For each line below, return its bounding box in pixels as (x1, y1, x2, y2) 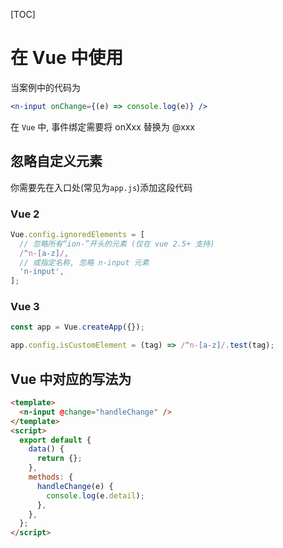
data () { (28, 444, 65, 454)
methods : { (28, 472, 74, 483)
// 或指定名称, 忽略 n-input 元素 (19, 257, 150, 268)
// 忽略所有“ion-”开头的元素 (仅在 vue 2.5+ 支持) (19, 239, 215, 249)
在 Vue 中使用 (10, 47, 124, 69)
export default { (19, 435, 92, 445)
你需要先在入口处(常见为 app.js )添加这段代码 (10, 181, 193, 193)
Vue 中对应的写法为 (10, 370, 132, 388)
